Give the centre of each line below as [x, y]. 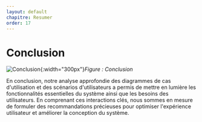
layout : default [27, 12]
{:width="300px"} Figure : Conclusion [86, 69]
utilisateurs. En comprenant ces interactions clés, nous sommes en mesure [100, 100]
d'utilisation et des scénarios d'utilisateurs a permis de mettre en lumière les [101, 87]
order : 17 [19, 23]
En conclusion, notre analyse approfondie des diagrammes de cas [89, 81]
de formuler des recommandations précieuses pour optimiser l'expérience [99, 106]
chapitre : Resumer [29, 17]
